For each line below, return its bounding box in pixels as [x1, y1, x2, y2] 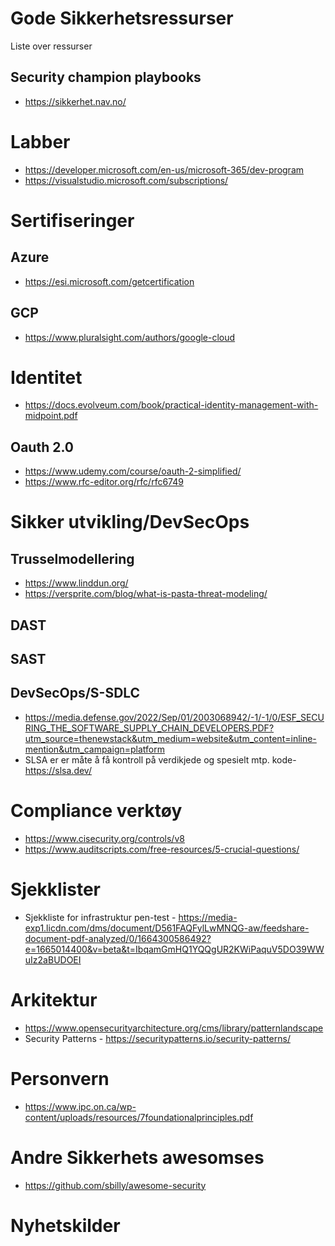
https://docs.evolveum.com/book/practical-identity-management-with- [24, 399, 319, 411]
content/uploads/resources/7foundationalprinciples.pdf [24, 1111, 254, 1123]
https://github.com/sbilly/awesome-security [24, 1179, 207, 1191]
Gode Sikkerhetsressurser [10, 7, 234, 30]
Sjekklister [10, 878, 102, 901]
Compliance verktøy [10, 800, 183, 822]
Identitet [10, 366, 83, 389]
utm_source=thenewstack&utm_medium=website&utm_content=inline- [24, 732, 317, 744]
